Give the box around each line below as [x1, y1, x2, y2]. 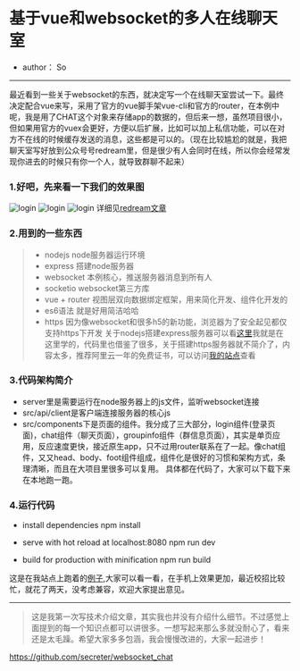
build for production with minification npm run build [21, 555, 212, 566]
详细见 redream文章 [96, 203, 167, 214]
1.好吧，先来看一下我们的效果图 [9, 180, 145, 193]
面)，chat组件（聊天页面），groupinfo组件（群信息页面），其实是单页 [21, 430, 273, 440]
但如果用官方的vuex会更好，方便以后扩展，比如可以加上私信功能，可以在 [9, 122, 278, 133]
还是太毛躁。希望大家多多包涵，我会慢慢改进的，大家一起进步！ [30, 633, 266, 644]
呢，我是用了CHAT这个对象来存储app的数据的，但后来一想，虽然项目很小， [9, 111, 287, 122]
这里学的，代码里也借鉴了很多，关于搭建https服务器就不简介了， [44, 339, 283, 349]
